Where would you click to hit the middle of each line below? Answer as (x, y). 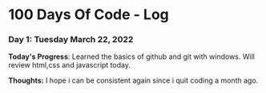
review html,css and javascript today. (69, 65)
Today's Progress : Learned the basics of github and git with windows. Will (131, 56)
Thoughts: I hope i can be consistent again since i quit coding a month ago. (133, 80)
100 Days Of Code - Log (89, 15)
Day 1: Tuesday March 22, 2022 (71, 40)
